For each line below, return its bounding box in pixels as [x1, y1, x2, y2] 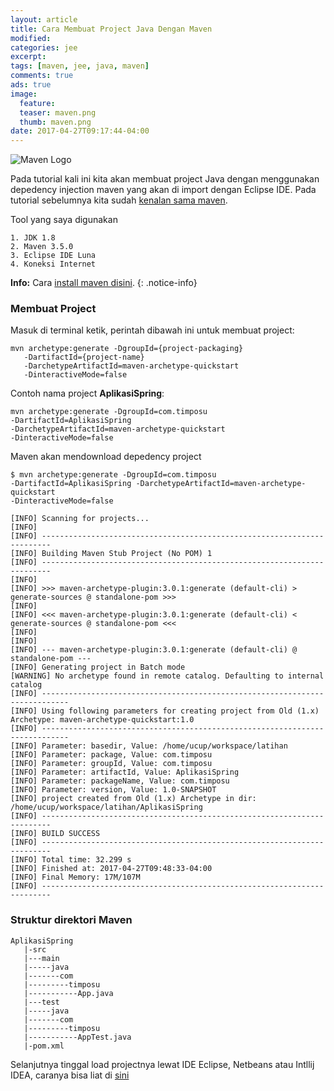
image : [10, 89, 38, 99]
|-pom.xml [23, 1041, 65, 1051]
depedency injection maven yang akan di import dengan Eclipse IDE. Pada [10, 184, 317, 196]
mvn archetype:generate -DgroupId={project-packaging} [10, 344, 244, 354]
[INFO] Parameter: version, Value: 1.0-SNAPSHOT [10, 785, 217, 795]
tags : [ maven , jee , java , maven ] [10, 61, 150, 71]
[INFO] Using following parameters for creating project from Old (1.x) [10, 706, 320, 716]
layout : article [10, 14, 78, 25]
